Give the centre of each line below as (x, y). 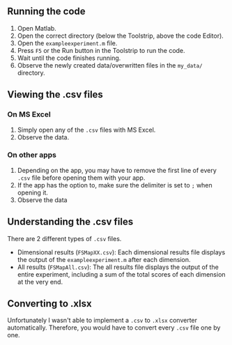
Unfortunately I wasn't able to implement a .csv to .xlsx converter (102, 321)
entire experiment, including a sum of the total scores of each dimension (121, 274)
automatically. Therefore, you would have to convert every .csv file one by (114, 328)
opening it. (33, 192)
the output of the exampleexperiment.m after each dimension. (104, 259)
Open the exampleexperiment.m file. (67, 43)
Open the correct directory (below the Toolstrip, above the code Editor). (121, 36)
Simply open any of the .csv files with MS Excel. (86, 130)
